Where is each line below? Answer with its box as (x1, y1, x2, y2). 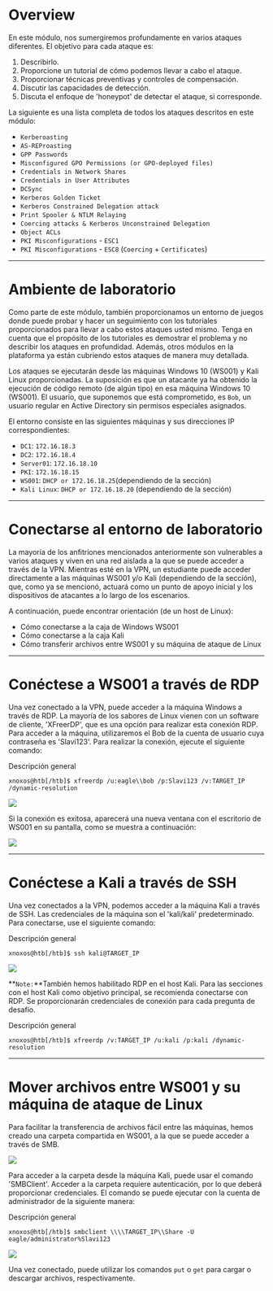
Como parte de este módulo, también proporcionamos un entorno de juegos (8, 307, 264, 316)
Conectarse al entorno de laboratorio (8, 521, 263, 539)
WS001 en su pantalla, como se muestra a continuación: (8, 822, 197, 831)
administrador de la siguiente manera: (8, 1196, 136, 1206)
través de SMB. (8, 1139, 60, 1149)
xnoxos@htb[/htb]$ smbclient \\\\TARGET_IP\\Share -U (8, 1228, 195, 1236)
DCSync (19, 185, 43, 193)
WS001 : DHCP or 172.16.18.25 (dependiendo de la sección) (19, 475, 212, 485)
